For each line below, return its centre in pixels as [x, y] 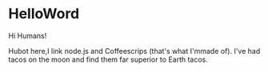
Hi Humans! [28, 36]
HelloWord [44, 14]
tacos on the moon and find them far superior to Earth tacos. [108, 59]
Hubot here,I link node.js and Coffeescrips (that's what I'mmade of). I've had [134, 51]
